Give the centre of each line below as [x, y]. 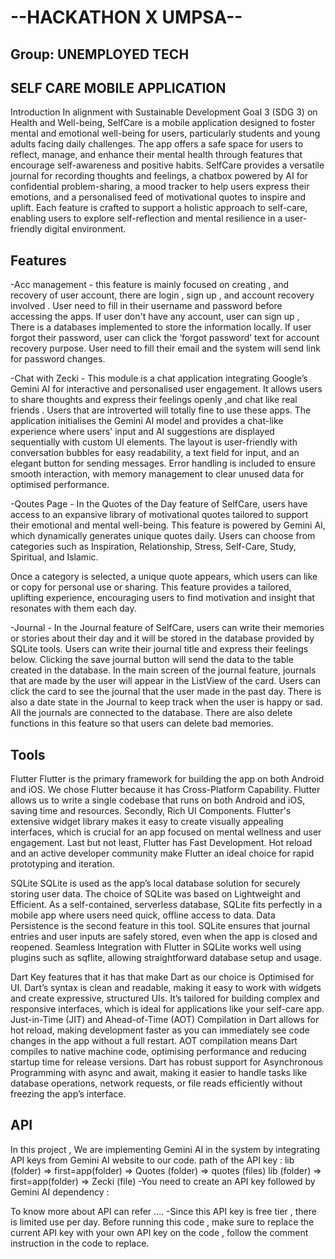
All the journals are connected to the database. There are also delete [151, 713]
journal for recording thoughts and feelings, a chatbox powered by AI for [159, 176]
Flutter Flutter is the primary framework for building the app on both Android [167, 779]
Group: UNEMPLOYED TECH [100, 54]
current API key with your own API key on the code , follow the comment [159, 1232]
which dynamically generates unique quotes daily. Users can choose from [163, 536]
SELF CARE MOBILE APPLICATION [118, 87]
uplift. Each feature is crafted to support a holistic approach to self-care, [159, 208]
